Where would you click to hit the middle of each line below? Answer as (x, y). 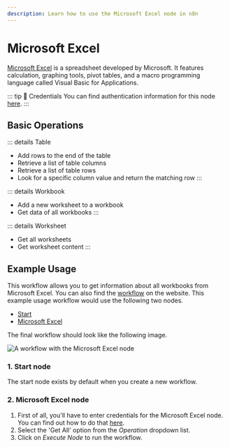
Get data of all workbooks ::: (58, 212)
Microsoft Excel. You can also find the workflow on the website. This (106, 293)
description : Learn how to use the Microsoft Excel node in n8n (103, 14)
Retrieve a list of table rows (57, 170)
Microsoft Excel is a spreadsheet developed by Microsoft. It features (106, 68)
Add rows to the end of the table (64, 156)
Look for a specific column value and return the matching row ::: (110, 178)
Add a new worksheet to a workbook (70, 205)
